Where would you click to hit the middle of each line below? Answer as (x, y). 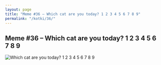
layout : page (18, 9)
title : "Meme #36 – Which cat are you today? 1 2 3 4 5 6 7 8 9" (73, 14)
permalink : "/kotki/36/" (30, 18)
